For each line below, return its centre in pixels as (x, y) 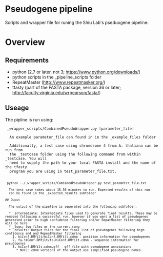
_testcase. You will (26, 158)
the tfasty (16, 167)
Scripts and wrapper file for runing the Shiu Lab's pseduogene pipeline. (77, 22)
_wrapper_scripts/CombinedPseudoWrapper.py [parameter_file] (71, 128)
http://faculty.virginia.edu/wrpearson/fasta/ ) (56, 92)
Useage (17, 108)
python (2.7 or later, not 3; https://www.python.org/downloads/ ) (76, 72)
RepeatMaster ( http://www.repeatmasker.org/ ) (59, 82)
